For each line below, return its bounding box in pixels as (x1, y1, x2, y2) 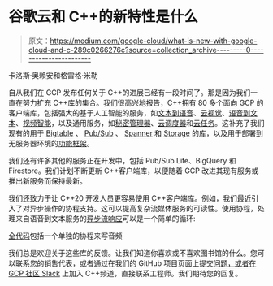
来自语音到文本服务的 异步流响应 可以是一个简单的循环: (15, 213, 197, 223)
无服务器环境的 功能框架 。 (8, 138, 94, 148)
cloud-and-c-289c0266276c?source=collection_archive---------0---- (28, 45, 264, 54)
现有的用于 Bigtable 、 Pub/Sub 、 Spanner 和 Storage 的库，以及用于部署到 (8, 128, 264, 138)
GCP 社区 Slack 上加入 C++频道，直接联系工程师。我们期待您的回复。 (8, 268, 243, 278)
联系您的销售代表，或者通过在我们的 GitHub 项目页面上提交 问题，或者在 (15, 258, 257, 268)
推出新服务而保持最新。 (8, 175, 87, 185)
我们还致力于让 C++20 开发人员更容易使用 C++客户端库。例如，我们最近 (8, 193, 252, 203)
